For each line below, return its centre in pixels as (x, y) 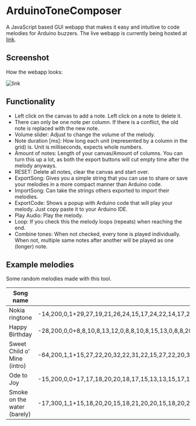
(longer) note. (31, 246)
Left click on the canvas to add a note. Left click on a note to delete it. (98, 116)
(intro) (17, 366)
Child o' (20, 351)
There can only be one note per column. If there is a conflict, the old (96, 122)
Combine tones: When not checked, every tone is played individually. (97, 234)
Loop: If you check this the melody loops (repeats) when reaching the (98, 221)
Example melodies (40, 264)
